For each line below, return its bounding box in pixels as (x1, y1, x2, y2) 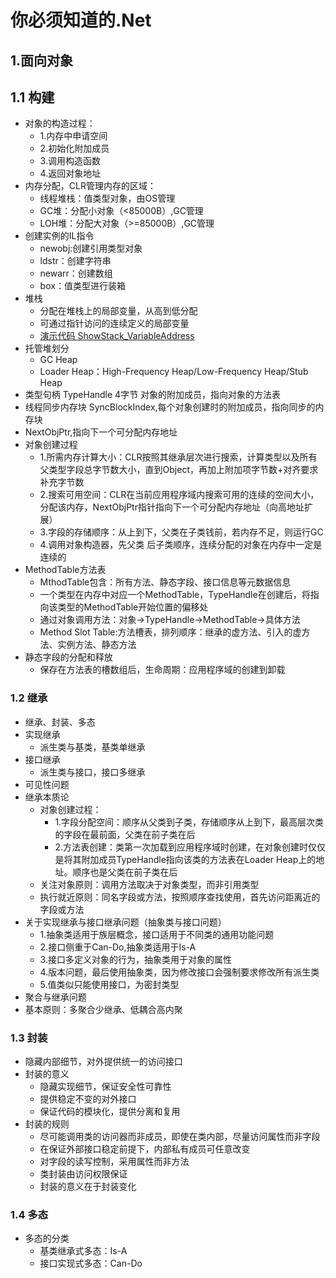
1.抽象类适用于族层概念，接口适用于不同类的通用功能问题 (39, 928, 275, 940)
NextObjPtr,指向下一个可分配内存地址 (24, 426, 178, 438)
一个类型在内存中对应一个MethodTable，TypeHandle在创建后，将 (39, 589, 311, 601)
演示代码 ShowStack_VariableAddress (39, 330, 195, 342)
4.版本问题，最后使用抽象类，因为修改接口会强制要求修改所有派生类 (39, 966, 320, 978)
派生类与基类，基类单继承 (39, 741, 146, 753)
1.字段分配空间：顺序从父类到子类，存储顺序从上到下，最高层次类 (54, 816, 325, 828)
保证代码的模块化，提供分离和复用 (39, 1105, 181, 1117)
